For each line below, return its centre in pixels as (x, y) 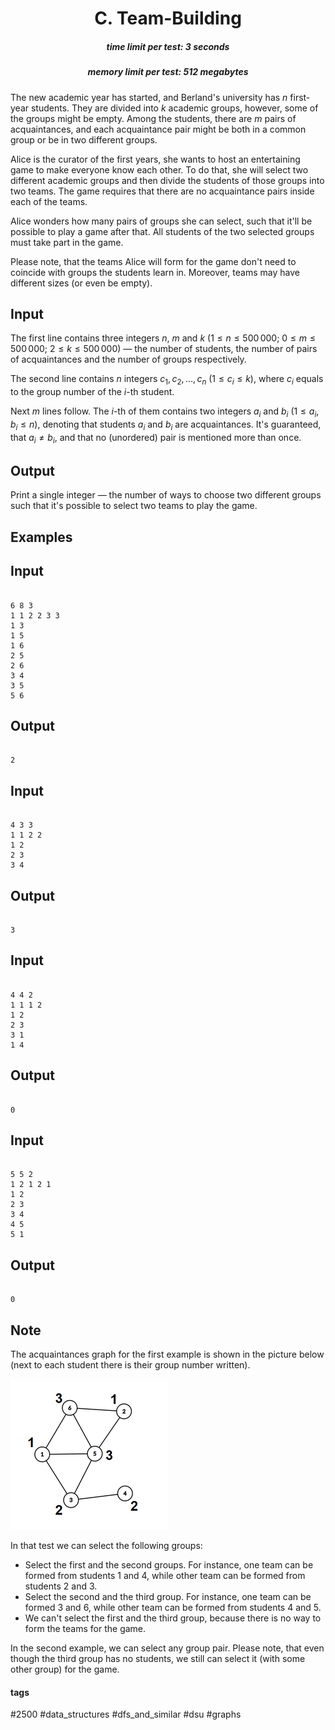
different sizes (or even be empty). (81, 283)
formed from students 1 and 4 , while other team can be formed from (165, 1576)
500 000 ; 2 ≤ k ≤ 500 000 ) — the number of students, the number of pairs (164, 349)
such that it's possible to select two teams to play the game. (134, 506)
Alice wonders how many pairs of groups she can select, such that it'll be (161, 221)
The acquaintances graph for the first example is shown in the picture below (167, 1354)
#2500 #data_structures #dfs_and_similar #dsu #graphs (126, 1714)
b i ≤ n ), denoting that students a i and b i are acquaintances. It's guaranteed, (166, 425)
